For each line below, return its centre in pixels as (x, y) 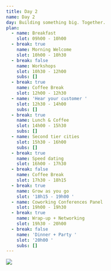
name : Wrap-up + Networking (51, 218)
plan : (13, 28)
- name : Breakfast (34, 33)
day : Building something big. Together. (56, 22)
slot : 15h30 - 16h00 (41, 142)
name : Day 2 (20, 17)
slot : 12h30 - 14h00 (41, 104)
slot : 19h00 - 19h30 (41, 207)
